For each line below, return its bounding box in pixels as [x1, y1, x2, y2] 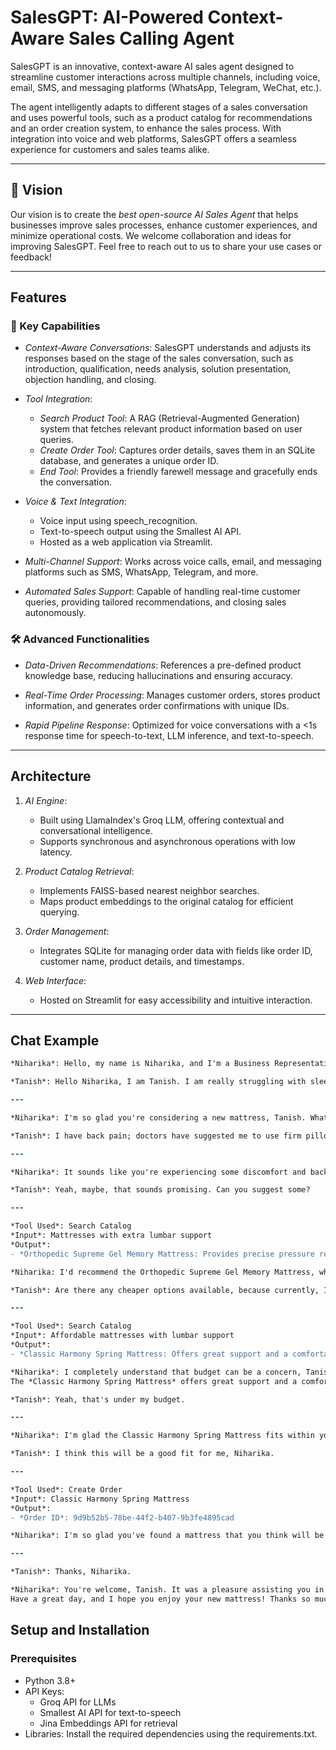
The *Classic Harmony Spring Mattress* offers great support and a [10, 1376, 298, 1386]
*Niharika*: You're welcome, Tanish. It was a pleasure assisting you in [10, 1585, 325, 1595]
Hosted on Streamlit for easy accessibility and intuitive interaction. [39, 994, 313, 1006]
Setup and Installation [10, 1622, 150, 1639]
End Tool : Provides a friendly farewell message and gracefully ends [39, 466, 318, 478]
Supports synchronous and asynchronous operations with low [39, 835, 297, 847]
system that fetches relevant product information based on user [39, 423, 303, 435]
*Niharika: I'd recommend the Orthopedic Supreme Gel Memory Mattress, [10, 1267, 315, 1277]
